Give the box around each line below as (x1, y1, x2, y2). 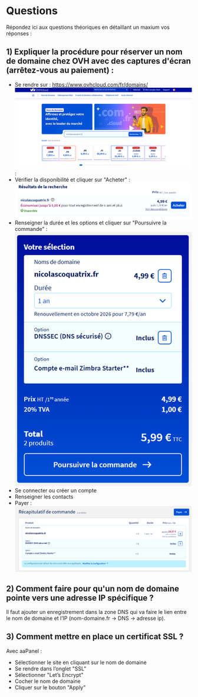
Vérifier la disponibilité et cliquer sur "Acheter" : (14, 176, 131, 183)
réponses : (6, 29, 32, 37)
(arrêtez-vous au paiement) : (6, 65, 114, 75)
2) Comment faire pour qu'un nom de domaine (6, 583, 180, 593)
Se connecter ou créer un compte (14, 487, 97, 494)
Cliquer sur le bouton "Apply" (14, 683, 86, 691)
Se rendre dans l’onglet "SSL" (14, 665, 87, 672)
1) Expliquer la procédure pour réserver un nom (6, 47, 183, 57)
